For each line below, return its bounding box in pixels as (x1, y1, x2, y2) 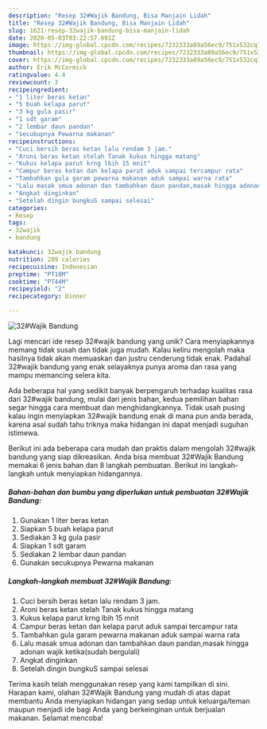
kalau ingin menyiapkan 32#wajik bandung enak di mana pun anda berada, (8, 411, 253, 420)
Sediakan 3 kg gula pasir (19, 532, 101, 542)
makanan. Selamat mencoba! (8, 713, 103, 723)
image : (8, 41, 30, 49)
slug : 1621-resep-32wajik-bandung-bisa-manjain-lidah (8, 26, 191, 34)
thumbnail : (8, 49, 44, 57)
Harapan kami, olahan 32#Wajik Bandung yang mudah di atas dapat (8, 688, 230, 697)
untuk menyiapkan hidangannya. (35, 469, 143, 478)
